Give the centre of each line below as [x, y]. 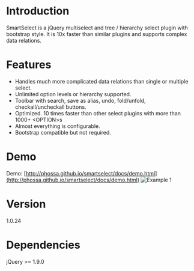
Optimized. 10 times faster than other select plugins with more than [98, 113]
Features [29, 65]
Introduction [38, 11]
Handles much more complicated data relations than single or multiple [102, 81]
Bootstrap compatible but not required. [63, 132]
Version [26, 204]
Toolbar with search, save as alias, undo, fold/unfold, [80, 100]
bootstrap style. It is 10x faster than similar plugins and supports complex [97, 34]
